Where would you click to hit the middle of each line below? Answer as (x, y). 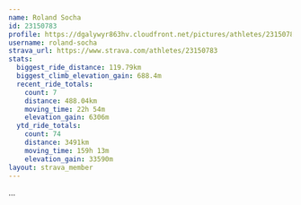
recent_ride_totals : (55, 84)
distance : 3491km (57, 142)
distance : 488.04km (61, 101)
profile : (25, 34)
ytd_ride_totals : (49, 126)
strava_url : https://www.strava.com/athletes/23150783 (113, 51)
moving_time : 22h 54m (65, 109)
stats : (21, 59)
